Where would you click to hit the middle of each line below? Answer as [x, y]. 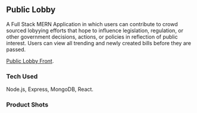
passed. [16, 49]
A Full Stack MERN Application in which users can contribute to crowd [92, 24]
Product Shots [27, 105]
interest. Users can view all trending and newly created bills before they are [99, 43]
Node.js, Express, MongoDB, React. [50, 89]
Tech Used [22, 76]
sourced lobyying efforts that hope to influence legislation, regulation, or [95, 30]
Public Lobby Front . [30, 61]
